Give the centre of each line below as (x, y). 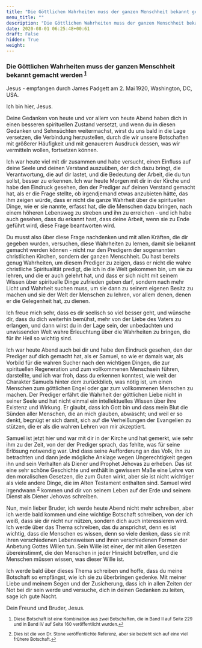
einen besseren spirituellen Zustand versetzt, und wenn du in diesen (91, 124)
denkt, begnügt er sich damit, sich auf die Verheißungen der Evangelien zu (99, 420)
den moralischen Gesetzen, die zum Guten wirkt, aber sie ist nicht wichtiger (100, 476)
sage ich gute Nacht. (32, 596)
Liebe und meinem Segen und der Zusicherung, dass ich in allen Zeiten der (99, 584)
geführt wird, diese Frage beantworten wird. (61, 225)
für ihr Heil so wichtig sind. (39, 338)
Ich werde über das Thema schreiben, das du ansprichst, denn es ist (91, 527)
